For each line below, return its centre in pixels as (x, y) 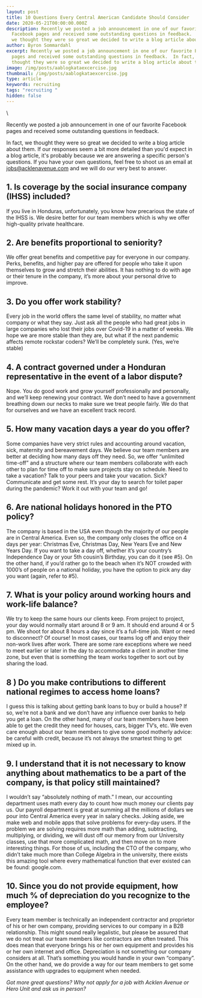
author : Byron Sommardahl (38, 46)
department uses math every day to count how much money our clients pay (100, 804)
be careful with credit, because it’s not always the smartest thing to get (94, 739)
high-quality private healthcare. (45, 224)
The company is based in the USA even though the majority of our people (97, 531)
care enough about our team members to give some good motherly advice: (99, 732)
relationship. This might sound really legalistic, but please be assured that (97, 932)
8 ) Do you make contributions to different (86, 682)
